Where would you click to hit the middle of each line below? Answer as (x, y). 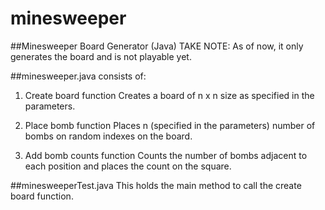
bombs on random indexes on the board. (108, 136)
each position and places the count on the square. (128, 166)
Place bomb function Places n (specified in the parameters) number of (170, 125)
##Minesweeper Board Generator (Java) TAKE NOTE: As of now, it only (157, 46)
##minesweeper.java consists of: (78, 76)
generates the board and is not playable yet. (101, 56)
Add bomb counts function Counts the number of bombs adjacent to (166, 155)
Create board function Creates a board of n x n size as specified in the (169, 95)
